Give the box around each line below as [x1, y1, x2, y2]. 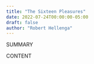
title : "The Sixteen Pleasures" [6, 8, 86, 15]
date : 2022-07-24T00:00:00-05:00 [6, 14, 89, 20]
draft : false [6, 19, 38, 25]
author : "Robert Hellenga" [6, 25, 73, 31]
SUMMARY [6, 41, 34, 48]
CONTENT [6, 52, 32, 59]
